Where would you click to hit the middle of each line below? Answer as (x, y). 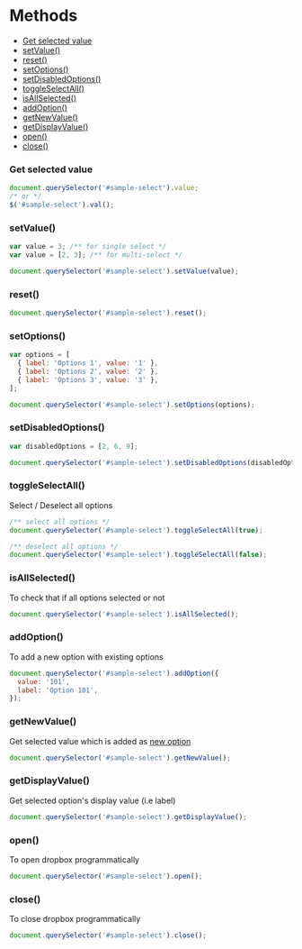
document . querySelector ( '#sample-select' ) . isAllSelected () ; (124, 614)
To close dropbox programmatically (75, 919)
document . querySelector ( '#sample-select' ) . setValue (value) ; (124, 271)
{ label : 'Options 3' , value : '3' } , (88, 379)
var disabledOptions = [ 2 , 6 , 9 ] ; (74, 446)
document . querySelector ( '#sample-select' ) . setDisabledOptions (128, 462)
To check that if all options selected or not (87, 598)
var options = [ (40, 355)
